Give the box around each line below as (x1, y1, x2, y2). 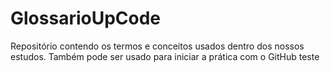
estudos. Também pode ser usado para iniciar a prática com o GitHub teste (10, 50, 320, 62)
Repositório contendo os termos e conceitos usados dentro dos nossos (10, 40, 305, 52)
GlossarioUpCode (10, 7, 162, 30)
